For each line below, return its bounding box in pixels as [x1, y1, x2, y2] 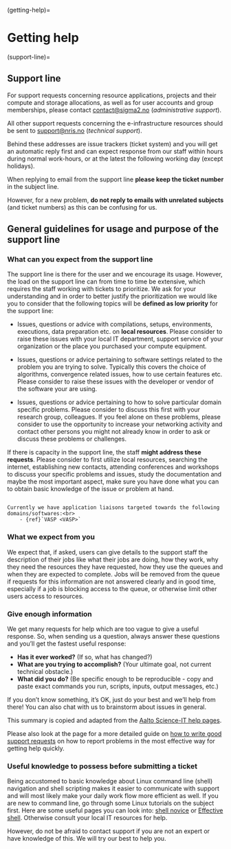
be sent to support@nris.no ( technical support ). [7, 126, 142, 134]
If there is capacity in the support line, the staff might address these [7, 448, 201, 457]
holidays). [7, 161, 36, 170]
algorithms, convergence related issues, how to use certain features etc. [16, 370, 223, 379]
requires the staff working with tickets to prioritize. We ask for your [7, 285, 197, 293]
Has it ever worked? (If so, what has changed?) [16, 653, 153, 661]
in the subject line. [7, 182, 60, 190]
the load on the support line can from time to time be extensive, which [7, 277, 206, 286]
